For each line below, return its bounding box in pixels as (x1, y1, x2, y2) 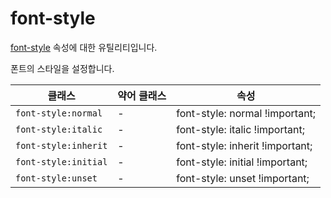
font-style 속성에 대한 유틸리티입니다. (10, 41, 158, 53)
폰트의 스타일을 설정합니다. (10, 62, 115, 74)
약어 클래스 (117, 88, 167, 102)
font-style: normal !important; (176, 106, 317, 120)
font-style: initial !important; (176, 155, 308, 169)
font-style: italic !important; (176, 122, 305, 136)
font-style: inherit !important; (176, 138, 313, 152)
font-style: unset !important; (176, 171, 310, 185)
